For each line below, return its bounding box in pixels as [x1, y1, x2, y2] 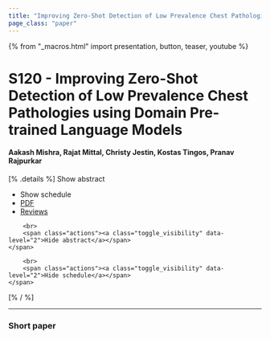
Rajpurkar [8, 156, 43, 165]
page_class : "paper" [8, 19, 78, 27]
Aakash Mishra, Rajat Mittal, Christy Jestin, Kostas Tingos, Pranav [8, 148, 235, 157]
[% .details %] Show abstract [8, 174, 105, 183]
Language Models [59, 120, 183, 139]
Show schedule [19, 190, 72, 199]
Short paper [8, 320, 56, 331]
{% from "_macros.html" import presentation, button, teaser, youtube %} [8, 41, 249, 51]
